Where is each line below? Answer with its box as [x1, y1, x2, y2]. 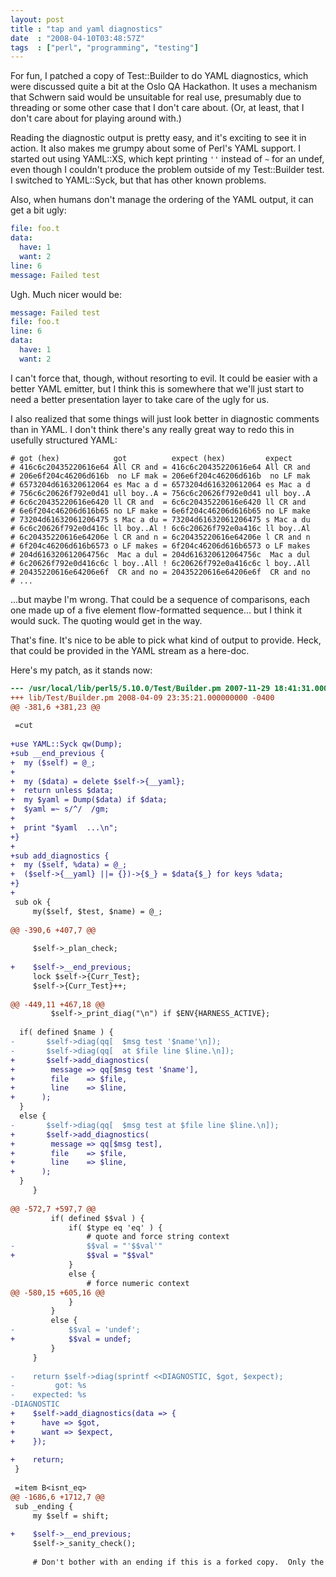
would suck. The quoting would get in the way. [10, 614, 203, 626]
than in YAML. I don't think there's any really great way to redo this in [10, 423, 295, 435]
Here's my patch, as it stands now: [10, 664, 153, 676]
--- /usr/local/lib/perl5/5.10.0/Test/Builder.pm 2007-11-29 [10, 683, 271, 693]
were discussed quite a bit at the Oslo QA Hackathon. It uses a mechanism [10, 81, 318, 93]
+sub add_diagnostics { [10, 851, 110, 861]
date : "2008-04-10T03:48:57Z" [10, 33, 145, 43]
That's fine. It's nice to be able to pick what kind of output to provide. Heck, [10, 634, 322, 646]
